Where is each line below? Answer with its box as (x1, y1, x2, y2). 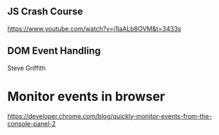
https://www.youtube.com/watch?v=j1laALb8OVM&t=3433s (7, 24, 182, 33)
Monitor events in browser (7, 88, 165, 105)
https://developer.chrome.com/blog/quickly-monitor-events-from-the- (7, 112, 212, 120)
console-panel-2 (7, 119, 57, 128)
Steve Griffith (7, 64, 46, 72)
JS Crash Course (7, 6, 83, 18)
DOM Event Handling (7, 45, 101, 57)
